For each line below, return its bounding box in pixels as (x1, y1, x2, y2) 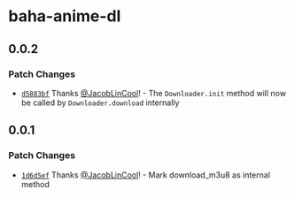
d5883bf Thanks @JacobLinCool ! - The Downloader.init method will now (20, 87, 287, 98)
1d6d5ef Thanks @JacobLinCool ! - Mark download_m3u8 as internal (20, 170, 271, 180)
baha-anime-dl (8, 6, 121, 27)
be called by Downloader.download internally (20, 97, 180, 108)
